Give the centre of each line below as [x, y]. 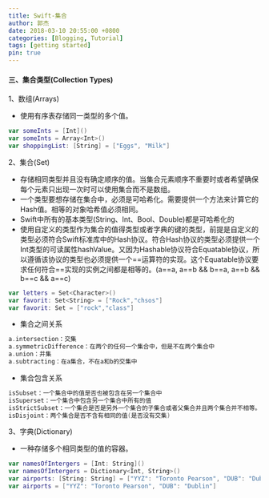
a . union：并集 [30, 354]
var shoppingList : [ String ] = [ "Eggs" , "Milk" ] [89, 146]
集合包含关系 [41, 378]
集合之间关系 [41, 324]
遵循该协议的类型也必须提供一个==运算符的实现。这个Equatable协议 [139, 259]
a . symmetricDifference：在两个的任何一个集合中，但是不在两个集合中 [111, 347]
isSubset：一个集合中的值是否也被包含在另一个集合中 [85, 393]
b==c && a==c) [45, 278]
